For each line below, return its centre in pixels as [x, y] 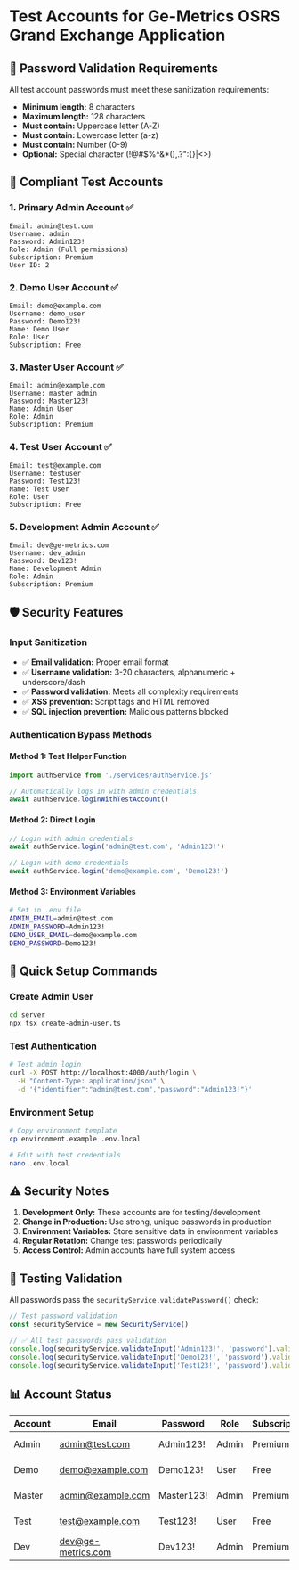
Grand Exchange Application [117, 35]
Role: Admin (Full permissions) [69, 249]
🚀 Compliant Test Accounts [86, 182]
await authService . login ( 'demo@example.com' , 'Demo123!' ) [119, 871]
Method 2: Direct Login [53, 819]
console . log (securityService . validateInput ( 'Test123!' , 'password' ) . [141, 1365]
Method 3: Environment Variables [73, 891]
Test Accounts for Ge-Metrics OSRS [145, 16]
